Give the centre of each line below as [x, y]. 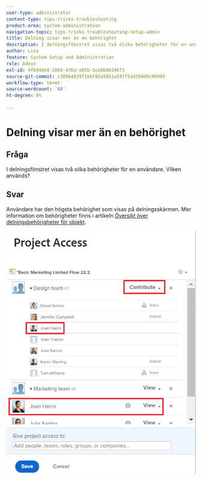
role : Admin [21, 63]
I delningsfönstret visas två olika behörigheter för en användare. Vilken [94, 169]
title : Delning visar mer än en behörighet [62, 38]
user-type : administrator [38, 13]
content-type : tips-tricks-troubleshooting [62, 19]
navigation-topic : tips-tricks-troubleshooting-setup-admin [83, 32]
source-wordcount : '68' [36, 89]
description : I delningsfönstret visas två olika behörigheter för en [96, 45]
